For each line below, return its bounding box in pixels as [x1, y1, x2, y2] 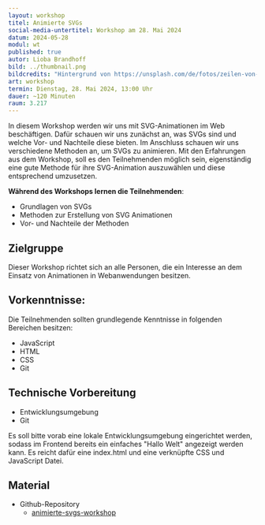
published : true [8, 48, 62, 56]
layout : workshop [8, 11, 65, 20]
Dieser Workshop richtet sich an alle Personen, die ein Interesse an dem [8, 262, 243, 272]
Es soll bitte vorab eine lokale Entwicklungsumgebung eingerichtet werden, [8, 430, 252, 440]
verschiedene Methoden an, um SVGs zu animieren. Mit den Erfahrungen [8, 147, 246, 156]
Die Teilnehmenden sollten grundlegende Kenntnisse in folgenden [8, 315, 222, 324]
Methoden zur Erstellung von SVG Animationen [19, 210, 173, 220]
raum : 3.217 [8, 99, 47, 107]
